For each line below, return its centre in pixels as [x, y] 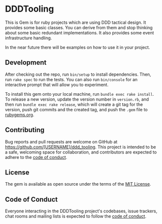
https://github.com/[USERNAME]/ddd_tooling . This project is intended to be [81, 147]
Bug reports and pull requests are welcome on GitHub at [61, 141]
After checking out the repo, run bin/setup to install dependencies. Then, [78, 74]
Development [26, 62]
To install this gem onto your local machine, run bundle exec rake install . [80, 94]
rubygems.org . [20, 115]
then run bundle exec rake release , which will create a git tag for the [74, 104]
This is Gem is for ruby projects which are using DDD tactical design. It [76, 22]
